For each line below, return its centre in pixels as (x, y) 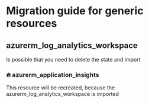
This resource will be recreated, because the (61, 88)
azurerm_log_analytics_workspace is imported (63, 94)
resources (32, 23)
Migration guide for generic (75, 11)
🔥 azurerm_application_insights (53, 75)
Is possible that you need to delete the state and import (73, 59)
